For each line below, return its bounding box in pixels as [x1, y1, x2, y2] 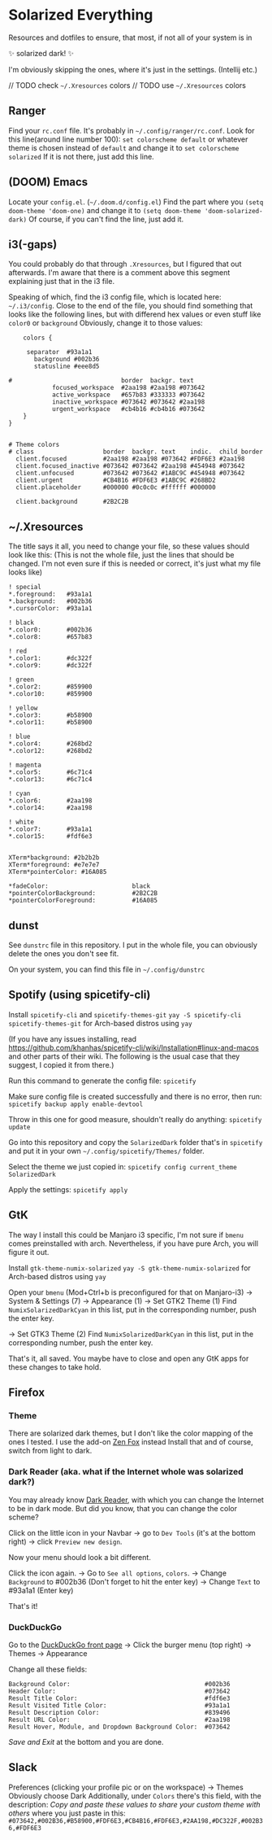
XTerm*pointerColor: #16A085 [8, 868, 107, 876]
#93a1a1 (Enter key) [8, 1585, 74, 1595]
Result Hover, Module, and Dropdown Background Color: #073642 [8, 1723, 231, 1731]
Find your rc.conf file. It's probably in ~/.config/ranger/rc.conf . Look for [8, 125, 255, 135]
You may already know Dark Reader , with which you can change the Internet [8, 1495, 264, 1505]
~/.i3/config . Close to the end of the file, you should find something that [8, 301, 253, 311]
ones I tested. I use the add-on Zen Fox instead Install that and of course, [8, 1437, 253, 1447]
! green [8, 675, 35, 684]
